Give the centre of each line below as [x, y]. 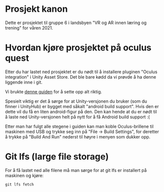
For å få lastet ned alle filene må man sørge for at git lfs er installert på [76, 170]
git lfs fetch [20, 184]
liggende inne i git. [24, 82]
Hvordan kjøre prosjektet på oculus [78, 48]
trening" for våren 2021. [29, 27]
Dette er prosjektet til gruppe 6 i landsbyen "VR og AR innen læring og [76, 23]
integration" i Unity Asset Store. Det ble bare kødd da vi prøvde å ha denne [81, 77]
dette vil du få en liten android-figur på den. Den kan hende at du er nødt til [81, 111]
